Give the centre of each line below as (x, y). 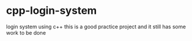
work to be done (26, 32)
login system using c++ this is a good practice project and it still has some (96, 27)
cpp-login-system (52, 11)
